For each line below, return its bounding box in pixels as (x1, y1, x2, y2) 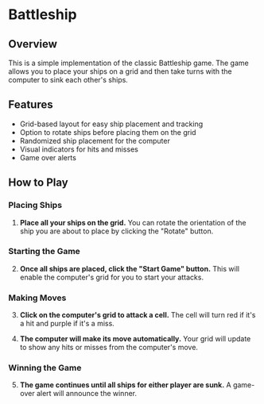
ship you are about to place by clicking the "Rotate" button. (19, 226, 214, 236)
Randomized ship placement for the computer (19, 136, 171, 145)
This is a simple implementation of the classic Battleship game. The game (8, 58, 249, 67)
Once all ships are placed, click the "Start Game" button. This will (19, 264, 240, 273)
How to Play (8, 176, 69, 190)
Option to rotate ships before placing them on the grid (19, 127, 196, 137)
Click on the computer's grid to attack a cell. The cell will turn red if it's (19, 310, 256, 320)
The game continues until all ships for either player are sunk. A (19, 380, 232, 390)
